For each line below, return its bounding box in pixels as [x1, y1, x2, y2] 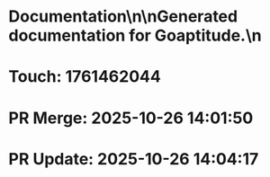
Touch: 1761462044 [8, 66, 161, 87]
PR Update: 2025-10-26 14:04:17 [8, 148, 259, 169]
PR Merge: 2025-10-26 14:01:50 [8, 108, 254, 128]
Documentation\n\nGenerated [8, 6, 238, 27]
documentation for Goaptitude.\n [8, 25, 262, 46]
